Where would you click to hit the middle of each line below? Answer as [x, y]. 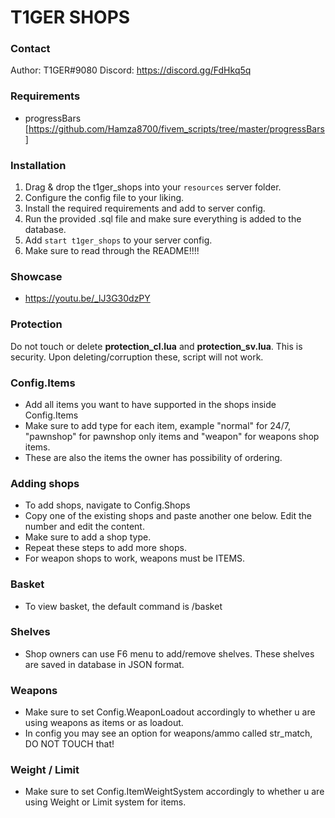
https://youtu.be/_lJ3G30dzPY [87, 298]
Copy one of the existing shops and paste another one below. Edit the [168, 516]
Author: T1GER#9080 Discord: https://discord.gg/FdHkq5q [131, 70]
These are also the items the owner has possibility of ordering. [153, 457]
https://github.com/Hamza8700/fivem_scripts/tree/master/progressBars [176, 128]
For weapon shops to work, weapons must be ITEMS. [135, 558]
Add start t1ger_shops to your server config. [118, 240]
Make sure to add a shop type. [88, 537]
